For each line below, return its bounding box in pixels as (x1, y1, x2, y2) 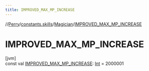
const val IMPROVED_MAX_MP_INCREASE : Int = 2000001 (5, 60, 124, 66)
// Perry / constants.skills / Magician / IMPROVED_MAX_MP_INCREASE (5, 21, 142, 27)
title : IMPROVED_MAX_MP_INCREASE (5, 7, 75, 12)
